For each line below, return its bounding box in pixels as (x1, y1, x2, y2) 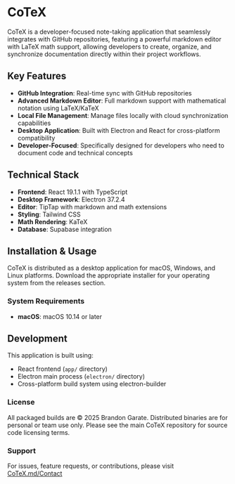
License (7, 398, 35, 407)
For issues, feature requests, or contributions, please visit (7, 462, 174, 471)
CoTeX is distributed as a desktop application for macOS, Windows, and (7, 264, 216, 273)
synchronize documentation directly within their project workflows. (7, 50, 201, 58)
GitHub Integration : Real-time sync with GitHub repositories (17, 89, 192, 97)
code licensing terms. (7, 428, 70, 436)
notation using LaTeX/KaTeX (17, 103, 100, 112)
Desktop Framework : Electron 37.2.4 (17, 195, 125, 204)
